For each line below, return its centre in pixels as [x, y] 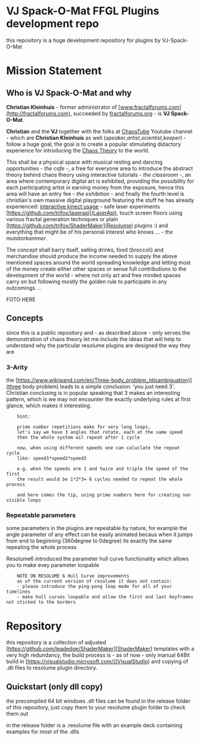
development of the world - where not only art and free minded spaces [93, 275]
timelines [19, 592]
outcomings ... [24, 287]
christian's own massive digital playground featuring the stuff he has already [100, 200]
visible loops [24, 500]
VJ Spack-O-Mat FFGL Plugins [83, 11]
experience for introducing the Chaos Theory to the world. [78, 150]
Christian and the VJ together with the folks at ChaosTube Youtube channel [99, 131]
